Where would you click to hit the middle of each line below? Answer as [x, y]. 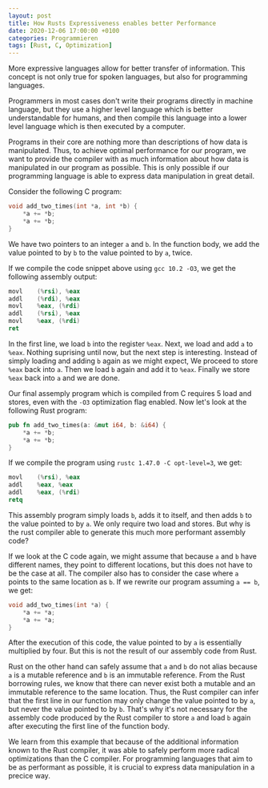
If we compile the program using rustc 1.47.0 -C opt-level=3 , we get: [125, 463]
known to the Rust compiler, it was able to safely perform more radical [124, 750]
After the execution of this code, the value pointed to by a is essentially [125, 643]
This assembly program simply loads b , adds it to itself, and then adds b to [130, 515]
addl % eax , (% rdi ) [44, 493]
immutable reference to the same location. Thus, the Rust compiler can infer [134, 692]
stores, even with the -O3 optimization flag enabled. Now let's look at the [128, 402]
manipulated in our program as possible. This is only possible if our [119, 168]
